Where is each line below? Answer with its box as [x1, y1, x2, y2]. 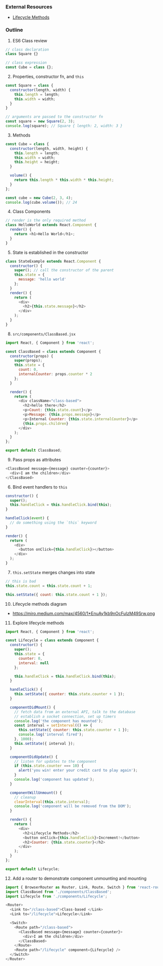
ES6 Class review [12, 37, 47, 43]
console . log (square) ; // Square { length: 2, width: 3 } [5, 123, 123, 128]
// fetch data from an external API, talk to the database [14, 709, 136, 714]
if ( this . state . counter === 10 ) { [14, 763, 84, 769]
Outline [5, 27, 23, 34]
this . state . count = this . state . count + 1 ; [5, 583, 92, 588]
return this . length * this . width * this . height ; [14, 177, 114, 183]
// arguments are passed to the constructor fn [5, 114, 104, 120]
